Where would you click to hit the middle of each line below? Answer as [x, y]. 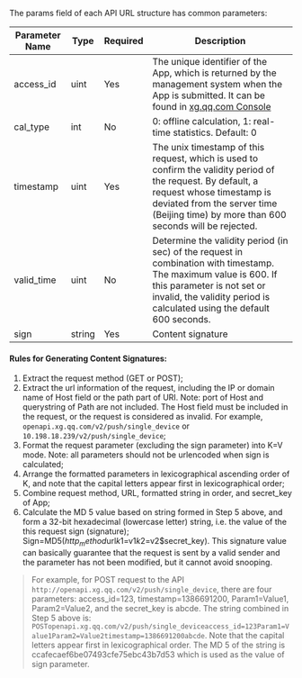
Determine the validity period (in [220, 240]
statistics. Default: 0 [215, 132]
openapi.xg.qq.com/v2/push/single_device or [106, 426]
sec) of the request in [197, 252]
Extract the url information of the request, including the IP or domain [149, 388]
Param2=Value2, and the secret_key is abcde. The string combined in [160, 608]
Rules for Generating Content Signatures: [89, 358]
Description [220, 41]
